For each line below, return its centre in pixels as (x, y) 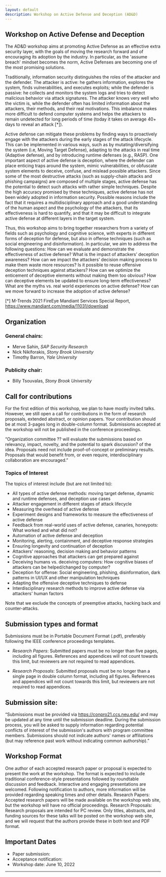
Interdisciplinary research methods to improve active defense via (78, 588)
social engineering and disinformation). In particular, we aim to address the (81, 244)
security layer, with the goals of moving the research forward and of (74, 52)
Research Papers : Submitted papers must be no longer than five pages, (85, 651)
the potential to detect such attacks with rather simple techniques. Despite (81, 187)
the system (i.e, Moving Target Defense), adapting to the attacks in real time (82, 150)
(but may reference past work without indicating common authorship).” (77, 741)
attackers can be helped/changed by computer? (61, 567)
